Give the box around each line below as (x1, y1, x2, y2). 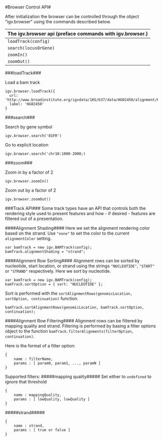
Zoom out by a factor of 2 (5, 187, 56, 193)
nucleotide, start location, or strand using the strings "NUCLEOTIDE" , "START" (5, 263, 155, 269)
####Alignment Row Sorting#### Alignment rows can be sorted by (5, 258, 140, 263)
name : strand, (14, 423, 45, 428)
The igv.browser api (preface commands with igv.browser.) (7, 30, 148, 37)
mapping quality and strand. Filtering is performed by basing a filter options (5, 323, 156, 329)
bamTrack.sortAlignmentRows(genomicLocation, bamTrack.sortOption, (5, 305, 145, 310)
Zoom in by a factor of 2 (5, 169, 53, 175)
